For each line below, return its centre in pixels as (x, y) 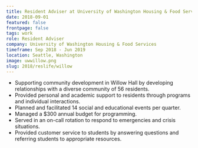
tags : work (19, 33)
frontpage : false (27, 28)
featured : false (26, 22)
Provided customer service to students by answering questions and (97, 133)
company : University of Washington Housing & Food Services (82, 45)
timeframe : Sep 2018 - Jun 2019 (46, 50)
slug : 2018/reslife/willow (39, 66)
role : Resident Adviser (35, 39)
